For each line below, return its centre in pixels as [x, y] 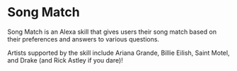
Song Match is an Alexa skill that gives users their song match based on [112, 32]
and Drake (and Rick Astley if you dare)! [65, 60]
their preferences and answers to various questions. [83, 39]
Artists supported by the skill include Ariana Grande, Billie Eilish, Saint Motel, [118, 53]
